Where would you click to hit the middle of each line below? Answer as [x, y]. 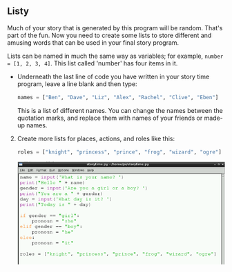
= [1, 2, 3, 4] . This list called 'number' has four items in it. [93, 63]
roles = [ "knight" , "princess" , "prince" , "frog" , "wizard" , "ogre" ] [119, 152]
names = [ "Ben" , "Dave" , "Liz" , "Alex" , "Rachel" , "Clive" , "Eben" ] [118, 97]
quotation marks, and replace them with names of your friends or [110, 118]
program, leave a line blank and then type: [77, 84]
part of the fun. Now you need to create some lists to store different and [109, 35]
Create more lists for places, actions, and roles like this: [96, 138]
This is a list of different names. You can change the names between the [120, 110]
